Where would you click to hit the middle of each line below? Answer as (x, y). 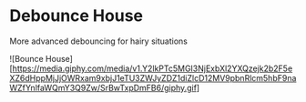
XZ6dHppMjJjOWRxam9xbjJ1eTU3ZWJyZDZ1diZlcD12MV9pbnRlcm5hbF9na (153, 77)
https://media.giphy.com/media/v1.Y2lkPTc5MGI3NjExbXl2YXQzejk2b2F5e (153, 68)
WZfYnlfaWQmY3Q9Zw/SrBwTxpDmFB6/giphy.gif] (105, 87)
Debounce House (76, 16)
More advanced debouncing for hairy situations (99, 41)
